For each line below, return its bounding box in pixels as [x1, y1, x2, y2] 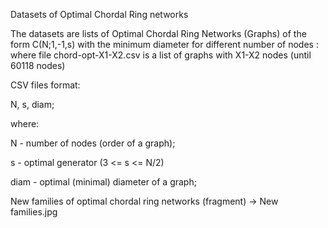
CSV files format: [10, 79, 81, 91]
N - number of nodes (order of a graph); [10, 137, 176, 149]
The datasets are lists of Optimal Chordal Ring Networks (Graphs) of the [10, 28, 307, 39]
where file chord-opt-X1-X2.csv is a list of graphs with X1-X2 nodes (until [10, 49, 312, 61]
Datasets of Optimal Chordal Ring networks [10, 9, 189, 20]
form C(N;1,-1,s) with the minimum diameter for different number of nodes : [10, 39, 319, 50]
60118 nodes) [10, 60, 66, 71]
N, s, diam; [10, 99, 55, 110]
